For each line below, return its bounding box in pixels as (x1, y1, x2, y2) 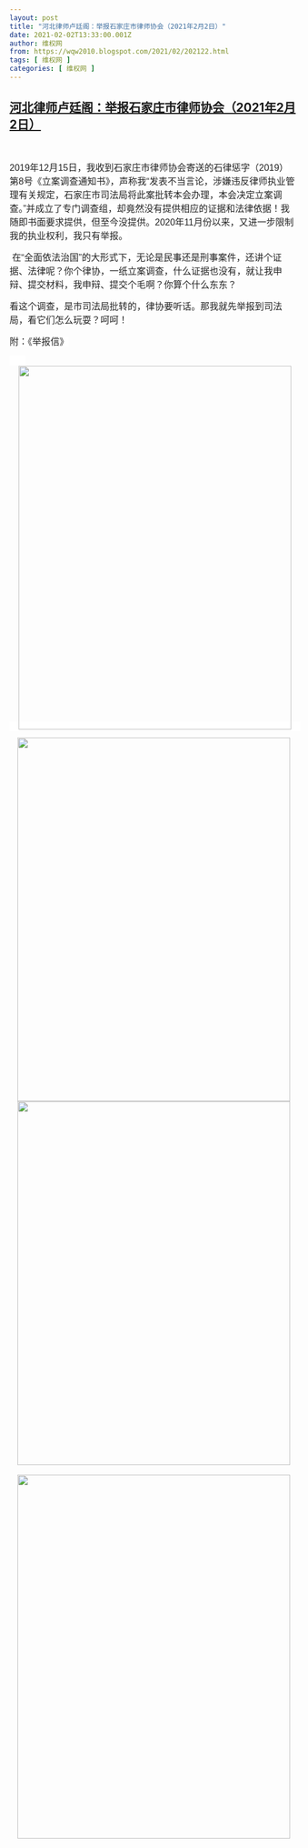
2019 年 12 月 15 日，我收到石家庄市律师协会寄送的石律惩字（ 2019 (9, 162, 280, 173)
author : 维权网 (9, 38, 63, 48)
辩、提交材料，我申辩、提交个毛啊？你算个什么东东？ (9, 279, 238, 290)
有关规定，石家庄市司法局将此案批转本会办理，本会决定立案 (18, 189, 274, 200)
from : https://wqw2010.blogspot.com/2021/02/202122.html (9, 47, 230, 56)
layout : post (9, 13, 59, 23)
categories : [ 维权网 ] (9, 65, 95, 74)
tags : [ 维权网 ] (9, 55, 71, 65)
